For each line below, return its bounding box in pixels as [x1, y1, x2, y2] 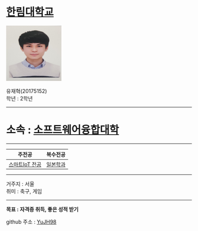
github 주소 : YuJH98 [6, 219, 57, 226]
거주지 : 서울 [6, 180, 35, 187]
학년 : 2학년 [6, 95, 33, 102]
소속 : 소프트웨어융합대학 [6, 123, 119, 137]
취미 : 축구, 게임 [6, 188, 42, 195]
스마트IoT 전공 [8, 160, 42, 168]
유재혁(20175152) [6, 87, 47, 94]
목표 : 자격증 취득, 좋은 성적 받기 [6, 206, 79, 213]
